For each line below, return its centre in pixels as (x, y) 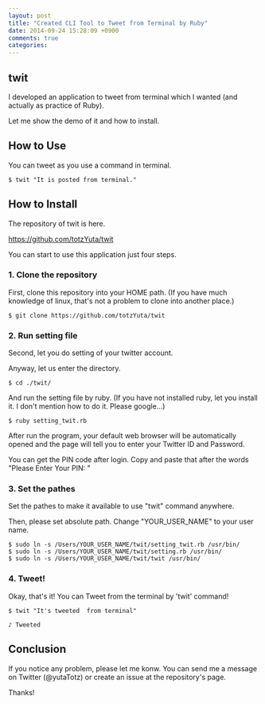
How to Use (37, 146)
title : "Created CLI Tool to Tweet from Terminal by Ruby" (108, 23)
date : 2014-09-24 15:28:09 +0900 (64, 30)
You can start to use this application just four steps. (92, 254)
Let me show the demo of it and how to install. (84, 121)
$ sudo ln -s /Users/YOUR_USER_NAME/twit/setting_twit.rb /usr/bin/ (124, 545)
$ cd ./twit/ (30, 383)
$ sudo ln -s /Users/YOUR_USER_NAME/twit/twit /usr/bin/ (105, 559)
